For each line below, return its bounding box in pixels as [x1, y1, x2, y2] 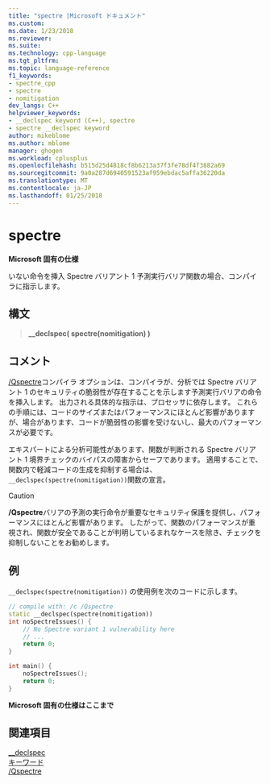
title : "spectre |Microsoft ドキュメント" [8, 11, 146, 20]
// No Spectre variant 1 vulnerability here [23, 625, 175, 633]
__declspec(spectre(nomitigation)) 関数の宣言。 [8, 475, 171, 484]
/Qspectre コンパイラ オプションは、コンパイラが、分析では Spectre [8, 377, 234, 387]
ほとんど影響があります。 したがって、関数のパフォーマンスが [43, 517, 249, 528]
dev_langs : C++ [8, 102, 60, 110]
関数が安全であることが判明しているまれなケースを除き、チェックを [36, 528, 262, 537]
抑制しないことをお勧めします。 [8, 537, 114, 548]
